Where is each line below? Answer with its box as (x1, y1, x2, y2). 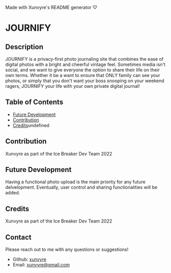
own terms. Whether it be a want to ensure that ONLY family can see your (5, 72, 161, 78)
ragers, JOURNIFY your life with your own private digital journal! (5, 83, 140, 89)
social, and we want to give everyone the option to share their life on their (5, 67, 160, 73)
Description (5, 42, 43, 51)
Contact (5, 233, 32, 241)
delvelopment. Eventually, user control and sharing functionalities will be (5, 184, 158, 190)
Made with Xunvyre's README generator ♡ (5, 5, 97, 10)
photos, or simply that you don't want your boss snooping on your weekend (5, 78, 164, 84)
